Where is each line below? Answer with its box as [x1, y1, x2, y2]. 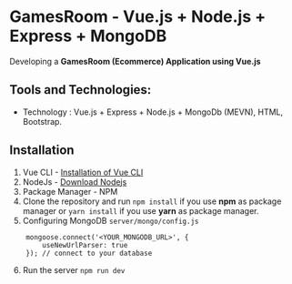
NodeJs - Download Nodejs [22, 176, 127, 188]
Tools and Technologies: [9, 82, 152, 97]
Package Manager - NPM [22, 186, 118, 197]
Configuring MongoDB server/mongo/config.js [22, 215, 199, 226]
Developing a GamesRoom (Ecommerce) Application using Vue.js [9, 56, 261, 66]
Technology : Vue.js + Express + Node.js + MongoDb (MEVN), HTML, [22, 106, 284, 117]
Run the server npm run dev [22, 264, 126, 275]
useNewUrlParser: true [42, 240, 128, 249]
